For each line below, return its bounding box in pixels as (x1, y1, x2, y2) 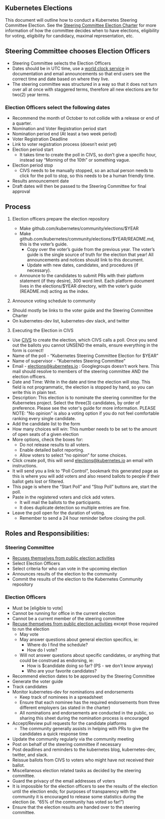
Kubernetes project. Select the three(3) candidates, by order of (12, 399, 140, 406)
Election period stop (12, 162, 53, 168)
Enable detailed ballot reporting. (19, 447, 84, 453)
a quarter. (12, 120, 32, 126)
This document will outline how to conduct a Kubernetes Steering (5, 17, 137, 23)
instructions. (12, 463, 38, 468)
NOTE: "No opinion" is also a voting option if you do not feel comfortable (12, 410, 160, 416)
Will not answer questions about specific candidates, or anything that (19, 652, 160, 658)
